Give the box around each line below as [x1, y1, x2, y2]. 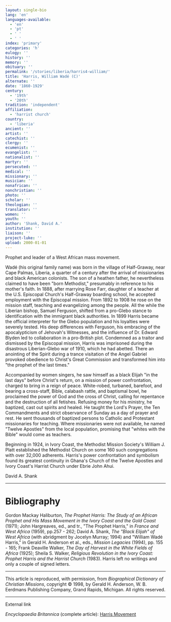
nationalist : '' [5, 155, 40, 160]
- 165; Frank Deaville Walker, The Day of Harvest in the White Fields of [5, 545, 153, 551]
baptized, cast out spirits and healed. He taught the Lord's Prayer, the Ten [5, 404, 160, 410]
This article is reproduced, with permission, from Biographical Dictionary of [5, 576, 164, 582]
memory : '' [5, 60, 28, 65]
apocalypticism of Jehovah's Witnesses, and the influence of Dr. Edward [5, 329, 158, 335]
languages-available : [5, 17, 51, 22]
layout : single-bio [5, 7, 47, 13]
